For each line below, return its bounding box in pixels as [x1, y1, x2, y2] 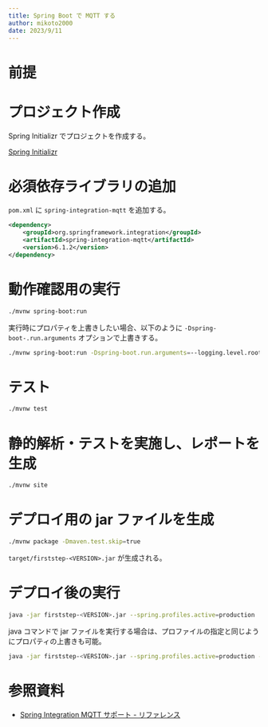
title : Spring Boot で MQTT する [8, 11, 116, 20]
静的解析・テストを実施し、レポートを [8, 435, 261, 452]
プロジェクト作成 [8, 103, 121, 121]
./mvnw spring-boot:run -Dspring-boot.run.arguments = [8, 348, 191, 356]
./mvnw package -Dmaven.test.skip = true [8, 538, 141, 546]
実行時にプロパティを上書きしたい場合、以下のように [8, 323, 183, 332]
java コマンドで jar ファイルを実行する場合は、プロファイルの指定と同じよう [8, 626, 260, 636]
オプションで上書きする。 [77, 332, 162, 342]
